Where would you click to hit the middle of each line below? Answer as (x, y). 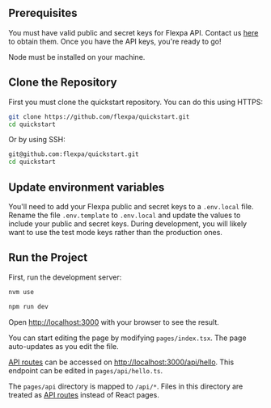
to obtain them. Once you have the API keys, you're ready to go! (115, 41)
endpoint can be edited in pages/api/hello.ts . (86, 370)
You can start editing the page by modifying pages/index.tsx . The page (127, 338)
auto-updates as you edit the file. (64, 346)
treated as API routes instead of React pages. (84, 394)
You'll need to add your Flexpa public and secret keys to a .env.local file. (131, 206)
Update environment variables (87, 187)
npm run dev (28, 306)
